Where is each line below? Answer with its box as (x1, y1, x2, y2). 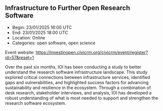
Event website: (5, 49, 35, 55)
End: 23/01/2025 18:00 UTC (12, 29, 68, 36)
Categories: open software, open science (12, 40, 96, 46)
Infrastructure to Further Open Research (5, 4, 130, 12)
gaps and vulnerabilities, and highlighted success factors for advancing (5, 79, 149, 85)
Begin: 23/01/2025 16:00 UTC (12, 24, 72, 30)
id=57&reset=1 (5, 55, 34, 60)
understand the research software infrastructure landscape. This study (5, 69, 148, 75)
